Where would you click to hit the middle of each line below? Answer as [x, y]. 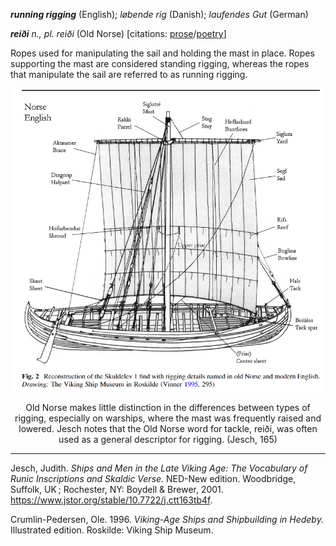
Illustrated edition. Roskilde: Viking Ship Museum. [112, 530]
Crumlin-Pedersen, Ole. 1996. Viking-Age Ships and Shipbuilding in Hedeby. [167, 519]
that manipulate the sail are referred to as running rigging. [129, 74]
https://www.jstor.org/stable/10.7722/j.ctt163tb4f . [111, 500]
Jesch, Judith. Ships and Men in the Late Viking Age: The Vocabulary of [159, 468]
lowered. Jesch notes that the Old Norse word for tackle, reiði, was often [168, 428]
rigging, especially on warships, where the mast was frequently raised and [168, 418]
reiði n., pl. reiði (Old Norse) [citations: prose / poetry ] [118, 33]
